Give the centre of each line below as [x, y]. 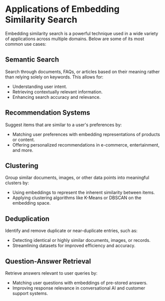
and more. [23, 150]
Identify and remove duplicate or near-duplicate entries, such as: [71, 231]
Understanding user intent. [40, 86]
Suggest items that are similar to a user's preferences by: [64, 125]
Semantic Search [32, 60]
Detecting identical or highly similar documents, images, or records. [82, 240]
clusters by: [17, 183]
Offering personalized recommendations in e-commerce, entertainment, [86, 145]
